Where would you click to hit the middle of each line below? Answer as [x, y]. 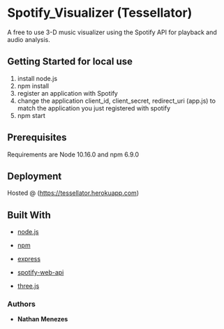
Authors [22, 304]
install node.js [37, 78]
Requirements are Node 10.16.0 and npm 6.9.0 [73, 154]
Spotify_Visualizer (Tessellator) [100, 13]
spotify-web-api [40, 272]
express [29, 259]
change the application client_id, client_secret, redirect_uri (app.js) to [117, 101]
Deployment [35, 176]
